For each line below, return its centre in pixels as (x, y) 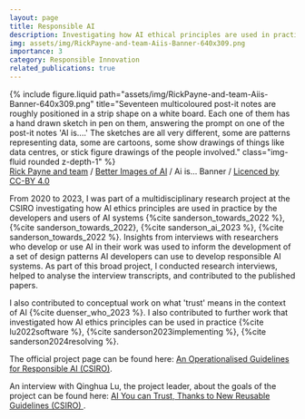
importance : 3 (36, 52)
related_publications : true (63, 69)
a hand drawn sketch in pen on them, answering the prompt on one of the (147, 122)
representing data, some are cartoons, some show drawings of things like (147, 142)
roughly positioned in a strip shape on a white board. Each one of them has (150, 113)
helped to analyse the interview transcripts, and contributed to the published (152, 275)
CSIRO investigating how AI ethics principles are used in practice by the (143, 208)
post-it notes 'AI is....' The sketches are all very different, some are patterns (150, 132)
